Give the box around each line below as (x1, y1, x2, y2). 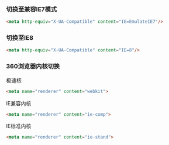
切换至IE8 (6, 34, 34, 42)
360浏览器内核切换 (6, 63, 60, 71)
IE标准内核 (6, 123, 32, 130)
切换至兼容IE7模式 (6, 5, 57, 13)
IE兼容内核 (6, 99, 32, 106)
